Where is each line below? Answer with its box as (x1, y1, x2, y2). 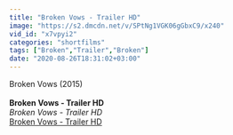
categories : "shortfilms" (9, 37, 105, 47)
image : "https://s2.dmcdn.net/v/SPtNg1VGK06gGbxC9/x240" (9, 21, 225, 30)
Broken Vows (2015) (9, 79, 83, 89)
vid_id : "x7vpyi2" (9, 29, 77, 38)
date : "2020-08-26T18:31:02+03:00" (9, 54, 141, 63)
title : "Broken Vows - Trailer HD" (9, 12, 141, 22)
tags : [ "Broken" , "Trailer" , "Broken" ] (9, 46, 149, 55)
